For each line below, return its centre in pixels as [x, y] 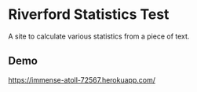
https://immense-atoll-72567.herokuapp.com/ [82, 79]
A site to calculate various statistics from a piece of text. [99, 36]
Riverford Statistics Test [89, 15]
